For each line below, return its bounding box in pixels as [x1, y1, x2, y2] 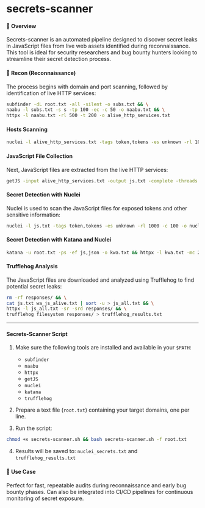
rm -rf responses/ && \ [6, 295, 67, 301]
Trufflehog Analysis [6, 263, 58, 270]
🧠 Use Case [6, 468, 36, 475]
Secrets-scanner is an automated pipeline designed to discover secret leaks [6, 36, 198, 43]
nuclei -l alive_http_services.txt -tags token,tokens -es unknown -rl [6, 139, 192, 145]
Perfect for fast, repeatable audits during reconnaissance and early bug [6, 481, 187, 489]
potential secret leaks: [6, 282, 62, 290]
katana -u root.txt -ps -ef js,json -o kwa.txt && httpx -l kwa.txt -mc [6, 249, 195, 256]
